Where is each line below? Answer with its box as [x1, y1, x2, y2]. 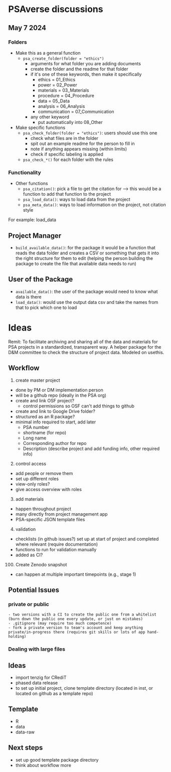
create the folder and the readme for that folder [30, 66, 128, 72]
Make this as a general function [15, 50, 81, 56]
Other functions [15, 181, 48, 187]
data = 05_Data [38, 98, 70, 104]
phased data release [15, 680, 58, 686]
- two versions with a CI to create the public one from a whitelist [8, 612, 157, 617]
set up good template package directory [15, 756, 99, 763]
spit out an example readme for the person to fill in [30, 140, 135, 146]
